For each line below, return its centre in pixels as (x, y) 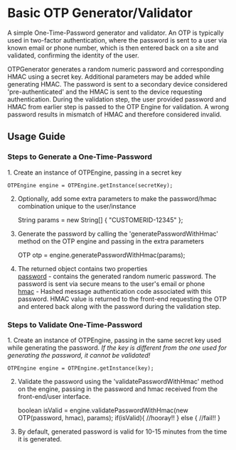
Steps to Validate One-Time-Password (75, 324)
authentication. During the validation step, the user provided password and (117, 99)
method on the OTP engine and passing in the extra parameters (111, 241)
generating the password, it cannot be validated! (79, 355)
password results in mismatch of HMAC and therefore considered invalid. (114, 114)
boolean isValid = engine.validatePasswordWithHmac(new (103, 410)
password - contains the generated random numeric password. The (117, 276)
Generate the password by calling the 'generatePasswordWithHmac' (118, 234)
